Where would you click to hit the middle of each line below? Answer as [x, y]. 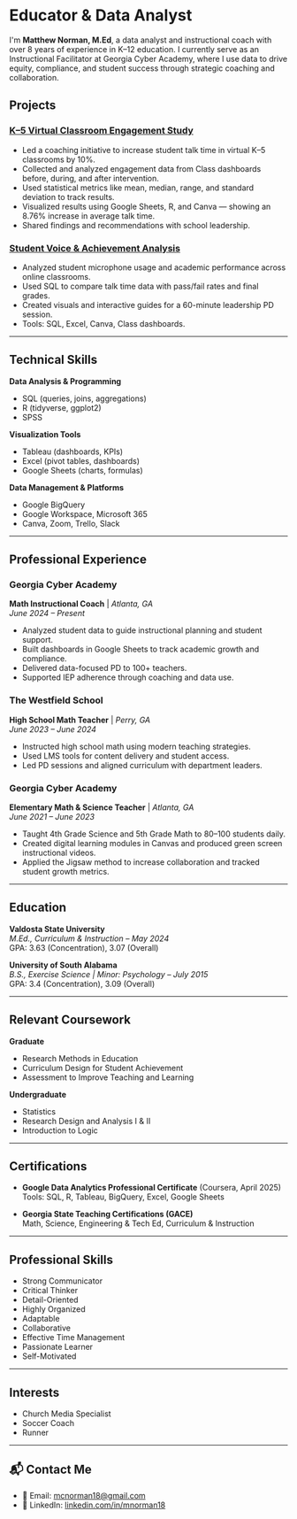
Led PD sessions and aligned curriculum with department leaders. [142, 765]
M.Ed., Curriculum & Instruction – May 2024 [89, 938]
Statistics [39, 1111]
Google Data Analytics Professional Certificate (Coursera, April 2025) [151, 1188]
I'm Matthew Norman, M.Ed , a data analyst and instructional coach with [141, 40]
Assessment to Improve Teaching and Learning [108, 1077]
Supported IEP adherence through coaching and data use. [128, 677]
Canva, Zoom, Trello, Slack [71, 523]
